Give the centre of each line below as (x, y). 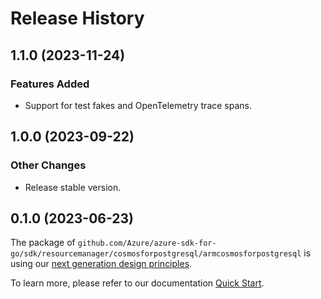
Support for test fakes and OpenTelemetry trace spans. (138, 105)
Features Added (50, 84)
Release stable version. (73, 187)
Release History (77, 18)
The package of (43, 243)
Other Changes (48, 165)
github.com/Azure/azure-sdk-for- (147, 243)
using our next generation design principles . (101, 264)
